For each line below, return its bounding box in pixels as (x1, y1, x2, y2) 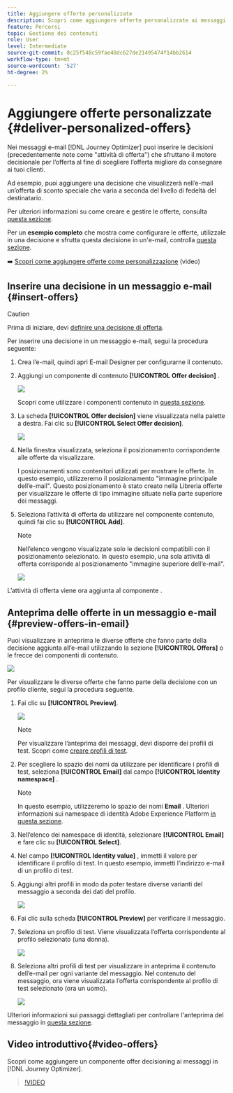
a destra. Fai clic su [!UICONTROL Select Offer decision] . (17, 419, 183, 428)
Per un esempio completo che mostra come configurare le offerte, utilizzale (7, 228, 227, 237)
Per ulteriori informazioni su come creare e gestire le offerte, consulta (7, 207, 208, 216)
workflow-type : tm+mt (7, 56, 70, 63)
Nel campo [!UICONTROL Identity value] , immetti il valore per (17, 851, 197, 860)
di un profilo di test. (17, 866, 73, 875)
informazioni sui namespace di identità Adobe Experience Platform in (17, 809, 216, 818)
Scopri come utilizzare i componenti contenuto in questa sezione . (17, 398, 206, 407)
